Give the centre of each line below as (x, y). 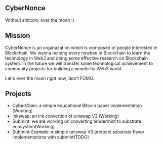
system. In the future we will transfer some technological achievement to (79, 63)
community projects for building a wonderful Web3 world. (64, 68)
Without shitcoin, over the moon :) (40, 20)
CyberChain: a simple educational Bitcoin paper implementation (77, 105)
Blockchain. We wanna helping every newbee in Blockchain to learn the (78, 53)
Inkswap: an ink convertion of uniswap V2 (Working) (66, 116)
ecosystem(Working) (34, 127)
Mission (18, 36)
